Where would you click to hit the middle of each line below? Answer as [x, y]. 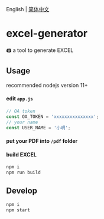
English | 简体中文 [28, 9]
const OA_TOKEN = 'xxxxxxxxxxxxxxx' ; [53, 117]
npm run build [24, 173]
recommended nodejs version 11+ [47, 85]
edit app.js [20, 99]
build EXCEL [22, 154]
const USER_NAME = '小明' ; [38, 128]
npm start [18, 210]
